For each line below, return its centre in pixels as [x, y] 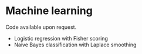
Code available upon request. [41, 27]
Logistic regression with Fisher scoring [61, 38]
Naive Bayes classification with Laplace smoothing [75, 45]
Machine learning [49, 11]
